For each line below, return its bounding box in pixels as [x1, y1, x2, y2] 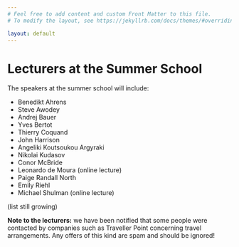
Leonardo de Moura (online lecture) [17, 166, 122, 174]
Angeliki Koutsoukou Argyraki [17, 143, 105, 152]
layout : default [7, 30, 55, 37]
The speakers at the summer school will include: [7, 84, 149, 93]
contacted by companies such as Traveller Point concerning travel [7, 224, 201, 232]
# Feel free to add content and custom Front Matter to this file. [7, 10, 212, 18]
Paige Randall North [17, 174, 77, 182]
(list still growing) [7, 202, 58, 211]
